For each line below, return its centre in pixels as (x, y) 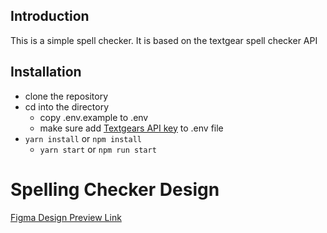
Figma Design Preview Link (66, 217)
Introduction (50, 16)
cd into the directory (67, 106)
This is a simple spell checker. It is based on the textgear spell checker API (164, 40)
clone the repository (66, 96)
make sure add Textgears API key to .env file (131, 128)
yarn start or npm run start (98, 149)
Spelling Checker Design (115, 189)
